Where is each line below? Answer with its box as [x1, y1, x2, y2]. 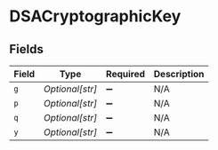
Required [105, 68, 145, 80]
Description [153, 68, 205, 80]
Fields [9, 42, 44, 57]
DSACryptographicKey [9, 6, 182, 27]
